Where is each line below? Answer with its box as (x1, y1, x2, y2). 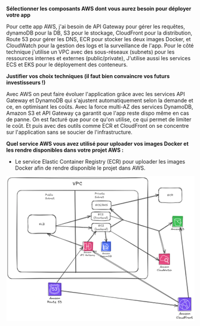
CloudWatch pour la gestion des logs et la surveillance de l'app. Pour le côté (6, 42, 194, 49)
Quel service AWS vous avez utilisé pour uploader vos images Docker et (6, 140, 189, 147)
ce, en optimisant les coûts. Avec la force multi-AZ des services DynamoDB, (6, 103, 193, 110)
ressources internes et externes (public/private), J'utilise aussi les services (6, 55, 191, 61)
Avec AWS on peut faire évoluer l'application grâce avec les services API (6, 91, 185, 97)
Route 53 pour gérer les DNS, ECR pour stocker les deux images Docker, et (6, 36, 191, 42)
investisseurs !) (6, 79, 46, 86)
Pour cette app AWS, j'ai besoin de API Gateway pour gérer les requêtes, (6, 23, 185, 30)
